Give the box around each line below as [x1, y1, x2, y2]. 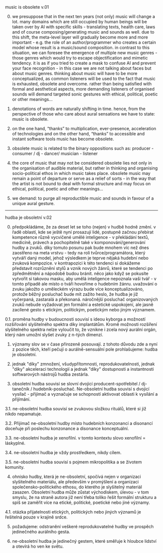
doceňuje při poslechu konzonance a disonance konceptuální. [5, 426, 129, 431]
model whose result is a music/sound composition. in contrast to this [12, 45, 150, 50]
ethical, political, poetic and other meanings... [12, 186, 103, 191]
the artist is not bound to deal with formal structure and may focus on [12, 181, 151, 187]
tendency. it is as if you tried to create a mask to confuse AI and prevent [12, 60, 156, 66]
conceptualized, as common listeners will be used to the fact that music [12, 76, 156, 81]
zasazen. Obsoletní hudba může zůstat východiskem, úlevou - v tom [12, 489, 149, 495]
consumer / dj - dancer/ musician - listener [12, 151, 98, 156]
